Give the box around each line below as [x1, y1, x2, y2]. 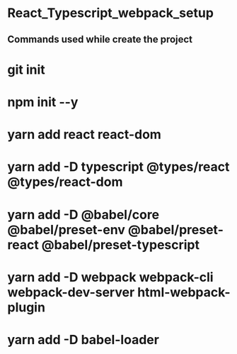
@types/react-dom [7, 174, 123, 190]
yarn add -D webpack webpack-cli [7, 269, 214, 285]
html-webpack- [137, 284, 231, 300]
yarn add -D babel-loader [7, 331, 159, 348]
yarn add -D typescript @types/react [7, 159, 230, 175]
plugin [7, 299, 46, 315]
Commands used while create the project [7, 33, 193, 45]
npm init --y [7, 94, 79, 110]
